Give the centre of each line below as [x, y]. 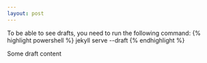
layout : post [26, 13]
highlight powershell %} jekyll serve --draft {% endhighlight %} [96, 40]
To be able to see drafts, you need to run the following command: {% [104, 33]
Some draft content [34, 53]
